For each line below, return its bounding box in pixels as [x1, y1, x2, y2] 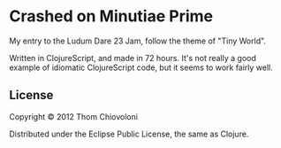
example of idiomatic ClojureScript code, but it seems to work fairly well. [9, 62, 274, 73]
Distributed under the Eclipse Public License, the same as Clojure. [9, 129, 249, 139]
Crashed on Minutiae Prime [9, 6, 214, 27]
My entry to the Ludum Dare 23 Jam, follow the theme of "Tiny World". [9, 35, 267, 46]
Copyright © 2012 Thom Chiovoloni [9, 111, 139, 121]
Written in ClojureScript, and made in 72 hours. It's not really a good [9, 52, 256, 63]
